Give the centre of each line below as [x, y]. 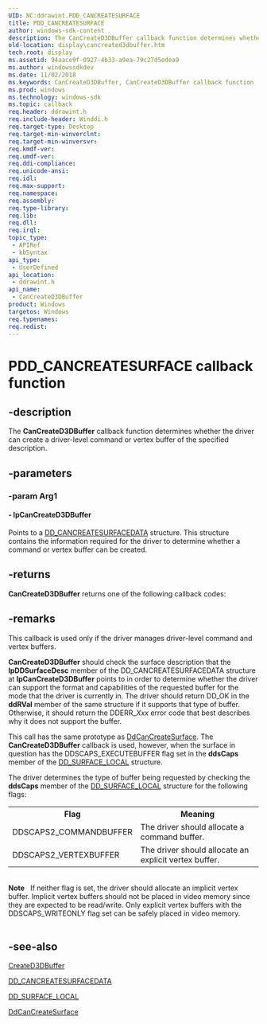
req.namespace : [33, 193]
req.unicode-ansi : [39, 171]
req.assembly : [32, 201]
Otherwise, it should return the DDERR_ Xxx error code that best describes [129, 713]
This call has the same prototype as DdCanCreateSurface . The [111, 737]
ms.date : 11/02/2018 [43, 75]
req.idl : [23, 179]
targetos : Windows [39, 311]
